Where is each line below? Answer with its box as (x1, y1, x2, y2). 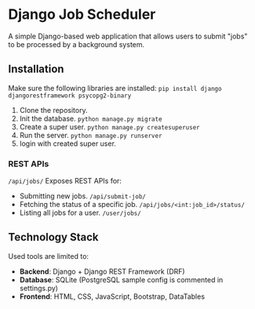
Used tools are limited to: (8, 251, 89, 260)
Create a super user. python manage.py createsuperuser (19, 122, 200, 131)
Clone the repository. (19, 105, 88, 115)
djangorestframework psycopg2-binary (8, 92, 132, 100)
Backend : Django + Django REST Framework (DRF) (19, 267, 186, 276)
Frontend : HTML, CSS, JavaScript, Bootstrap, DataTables (19, 292, 206, 301)
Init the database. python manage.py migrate (19, 114, 162, 123)
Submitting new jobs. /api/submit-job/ (19, 191, 147, 201)
